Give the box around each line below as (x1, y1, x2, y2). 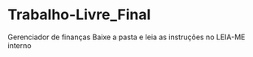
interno (7, 40, 32, 50)
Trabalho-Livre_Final (7, 6, 151, 24)
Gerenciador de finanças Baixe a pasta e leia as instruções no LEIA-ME (7, 32, 246, 42)
